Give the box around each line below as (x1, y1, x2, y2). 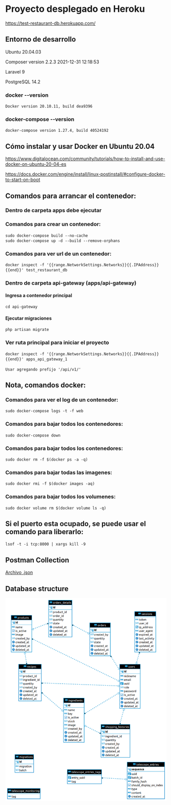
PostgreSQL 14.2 (5, 78, 41, 85)
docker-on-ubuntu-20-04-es (5, 161, 67, 167)
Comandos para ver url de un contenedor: (5, 250, 112, 257)
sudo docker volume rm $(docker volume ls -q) (5, 505, 106, 511)
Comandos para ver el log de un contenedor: (5, 396, 119, 403)
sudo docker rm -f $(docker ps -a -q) (5, 457, 88, 462)
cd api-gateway (5, 304, 38, 309)
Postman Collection (5, 555, 70, 564)
